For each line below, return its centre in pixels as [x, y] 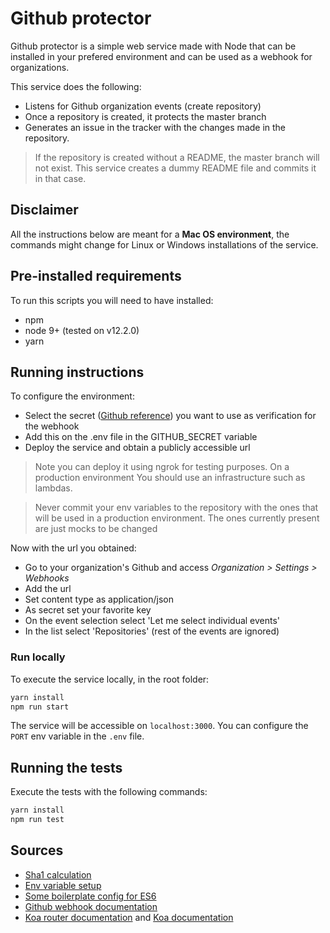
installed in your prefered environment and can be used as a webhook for [161, 56]
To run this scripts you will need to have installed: [112, 300]
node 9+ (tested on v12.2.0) [82, 330]
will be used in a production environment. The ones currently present [177, 518]
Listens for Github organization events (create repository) [143, 106]
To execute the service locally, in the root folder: [110, 679]
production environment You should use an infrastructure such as [170, 478]
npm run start [40, 707]
